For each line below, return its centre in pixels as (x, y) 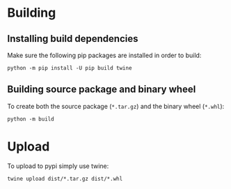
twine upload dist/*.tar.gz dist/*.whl (65, 179)
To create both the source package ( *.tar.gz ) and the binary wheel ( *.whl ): (116, 106)
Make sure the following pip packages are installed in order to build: (104, 55)
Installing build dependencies (73, 39)
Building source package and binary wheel (102, 90)
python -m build (31, 119)
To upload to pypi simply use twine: (58, 166)
